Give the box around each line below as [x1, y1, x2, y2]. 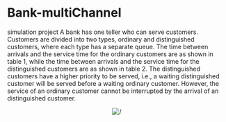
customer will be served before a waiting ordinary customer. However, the [7, 79, 219, 87]
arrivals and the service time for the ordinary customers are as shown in [7, 50, 213, 58]
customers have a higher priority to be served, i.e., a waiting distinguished [7, 71, 220, 80]
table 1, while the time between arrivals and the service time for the [7, 57, 200, 65]
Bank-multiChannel [7, 5, 122, 21]
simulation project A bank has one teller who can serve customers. [7, 28, 198, 36]
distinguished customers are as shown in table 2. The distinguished [7, 64, 200, 73]
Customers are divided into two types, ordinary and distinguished [7, 35, 195, 43]
